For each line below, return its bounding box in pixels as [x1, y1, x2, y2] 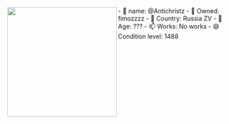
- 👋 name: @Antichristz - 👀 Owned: [118, 7, 219, 15]
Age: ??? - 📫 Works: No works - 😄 [118, 22, 220, 30]
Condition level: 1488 [118, 32, 179, 41]
